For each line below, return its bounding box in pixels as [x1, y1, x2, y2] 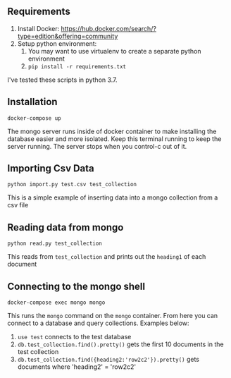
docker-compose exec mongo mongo [7, 299, 106, 306]
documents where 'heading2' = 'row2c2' [17, 362, 136, 371]
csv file [7, 201, 29, 209]
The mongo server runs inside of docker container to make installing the [7, 127, 217, 135]
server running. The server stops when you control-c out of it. [7, 142, 187, 150]
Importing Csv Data [7, 162, 95, 175]
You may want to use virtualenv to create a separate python [27, 47, 201, 55]
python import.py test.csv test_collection [7, 181, 137, 188]
